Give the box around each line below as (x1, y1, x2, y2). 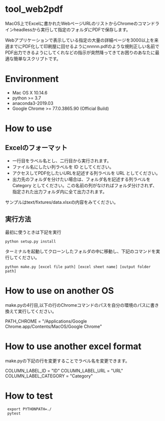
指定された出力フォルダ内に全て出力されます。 (12, 188, 107, 194)
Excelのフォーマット (5, 143, 68, 152)
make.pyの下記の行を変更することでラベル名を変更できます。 (5, 358, 130, 364)
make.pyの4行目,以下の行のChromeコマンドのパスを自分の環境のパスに (5, 302, 151, 308)
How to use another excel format (5, 340, 142, 352)
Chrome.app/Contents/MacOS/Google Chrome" (5, 323, 102, 329)
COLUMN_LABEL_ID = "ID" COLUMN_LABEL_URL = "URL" (5, 368, 123, 374)
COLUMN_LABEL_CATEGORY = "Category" (5, 373, 93, 379)
